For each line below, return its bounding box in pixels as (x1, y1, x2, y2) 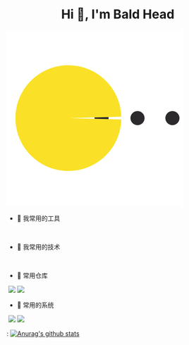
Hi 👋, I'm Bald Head (61, 6, 175, 23)
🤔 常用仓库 (16, 271, 48, 280)
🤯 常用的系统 (16, 301, 54, 309)
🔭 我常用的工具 (16, 214, 61, 222)
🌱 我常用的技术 (16, 242, 61, 251)
